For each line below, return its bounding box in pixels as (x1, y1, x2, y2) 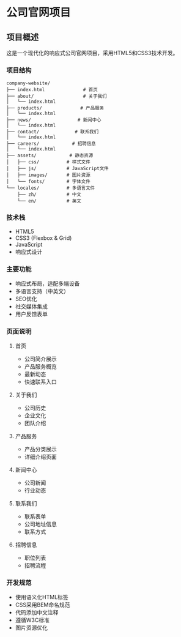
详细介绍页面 (24, 453, 57, 461)
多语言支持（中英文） (15, 287, 69, 294)
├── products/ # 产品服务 (6, 105, 105, 111)
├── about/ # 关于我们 (6, 93, 107, 100)
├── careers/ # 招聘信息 (6, 141, 96, 147)
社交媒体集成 (15, 302, 48, 310)
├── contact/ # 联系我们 (6, 129, 99, 135)
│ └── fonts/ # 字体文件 (6, 179, 90, 185)
